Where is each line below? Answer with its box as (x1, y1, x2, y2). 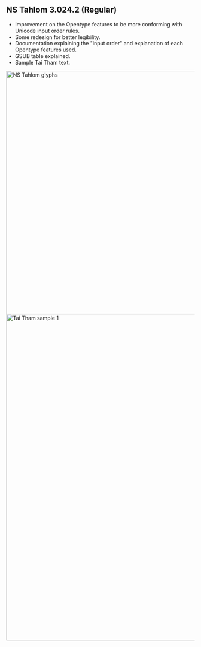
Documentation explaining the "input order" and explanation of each (14, 40, 184, 47)
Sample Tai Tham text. (14, 59, 71, 66)
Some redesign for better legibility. (14, 33, 100, 41)
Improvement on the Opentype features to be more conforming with (14, 20, 182, 28)
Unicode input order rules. (14, 27, 80, 34)
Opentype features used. (14, 46, 77, 53)
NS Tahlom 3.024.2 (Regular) (6, 5, 117, 15)
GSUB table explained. (14, 52, 71, 59)
